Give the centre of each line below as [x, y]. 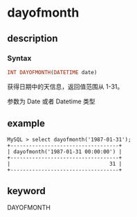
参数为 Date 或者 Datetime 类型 [51, 101]
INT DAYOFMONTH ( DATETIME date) [52, 72]
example [26, 124]
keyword [27, 191]
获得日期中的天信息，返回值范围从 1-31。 [65, 86]
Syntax [19, 58]
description [33, 38]
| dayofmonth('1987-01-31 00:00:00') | [65, 151]
